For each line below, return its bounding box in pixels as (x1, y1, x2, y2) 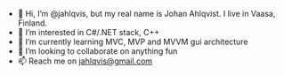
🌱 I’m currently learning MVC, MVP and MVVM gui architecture (17, 36, 248, 47)
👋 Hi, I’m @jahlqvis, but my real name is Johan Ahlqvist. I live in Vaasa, (17, 9, 276, 19)
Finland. (17, 18, 47, 28)
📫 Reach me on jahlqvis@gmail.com (17, 56, 153, 66)
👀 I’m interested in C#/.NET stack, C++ (17, 27, 160, 37)
